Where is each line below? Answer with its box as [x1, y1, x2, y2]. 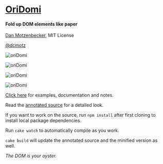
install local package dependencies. [5, 117, 81, 124]
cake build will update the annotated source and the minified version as [5, 137, 158, 143]
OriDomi [5, 4, 42, 15]
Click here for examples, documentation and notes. [5, 92, 114, 98]
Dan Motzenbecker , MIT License [5, 32, 75, 39]
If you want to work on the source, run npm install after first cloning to [5, 112, 156, 118]
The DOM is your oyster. [5, 153, 57, 159]
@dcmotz [5, 42, 26, 48]
